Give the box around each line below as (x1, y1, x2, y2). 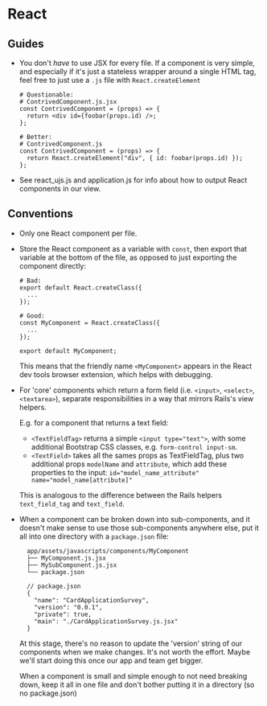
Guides (7, 37, 45, 51)
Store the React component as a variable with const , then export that (18, 244, 247, 253)
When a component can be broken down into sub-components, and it (18, 514, 250, 523)
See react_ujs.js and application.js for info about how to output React (18, 175, 248, 185)
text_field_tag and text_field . (18, 499, 125, 508)
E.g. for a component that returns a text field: (18, 417, 169, 427)
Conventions (7, 207, 74, 221)
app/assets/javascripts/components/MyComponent (27, 547, 190, 555)
